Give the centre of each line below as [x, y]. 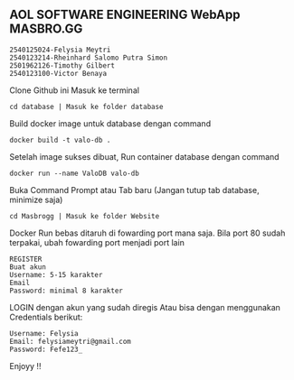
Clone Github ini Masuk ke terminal [75, 90]
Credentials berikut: [46, 317]
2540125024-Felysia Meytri [60, 50]
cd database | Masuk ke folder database [87, 107]
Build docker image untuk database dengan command [110, 123]
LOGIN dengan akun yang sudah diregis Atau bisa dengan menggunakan [145, 307]
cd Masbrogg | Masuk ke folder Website [85, 216]
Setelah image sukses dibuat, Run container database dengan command [144, 156]
